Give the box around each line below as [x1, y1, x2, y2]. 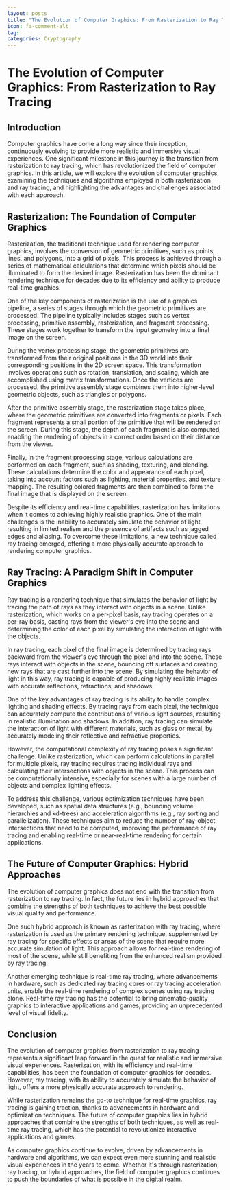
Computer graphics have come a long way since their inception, [7, 140, 188, 148]
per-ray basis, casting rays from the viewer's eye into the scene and [7, 617, 200, 625]
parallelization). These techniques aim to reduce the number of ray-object [7, 816, 216, 824]
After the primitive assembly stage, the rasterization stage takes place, [7, 403, 207, 412]
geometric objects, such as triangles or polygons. [7, 390, 147, 398]
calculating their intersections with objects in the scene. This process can [7, 767, 214, 775]
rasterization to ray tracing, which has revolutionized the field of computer [7, 162, 216, 170]
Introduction [7, 121, 62, 133]
